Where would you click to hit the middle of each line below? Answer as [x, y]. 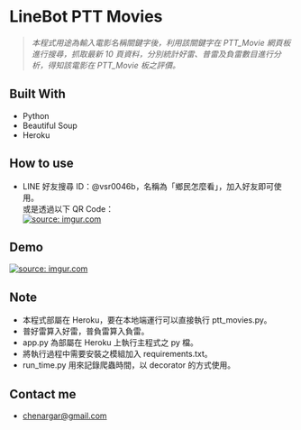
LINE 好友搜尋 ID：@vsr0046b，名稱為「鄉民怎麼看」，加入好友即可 [148, 186]
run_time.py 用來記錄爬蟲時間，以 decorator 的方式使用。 [129, 365]
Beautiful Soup [50, 125]
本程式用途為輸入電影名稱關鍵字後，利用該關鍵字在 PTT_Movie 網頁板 [161, 42]
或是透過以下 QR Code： [68, 208]
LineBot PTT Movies [86, 17]
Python [36, 115]
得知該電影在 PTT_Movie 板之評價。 [114, 65]
